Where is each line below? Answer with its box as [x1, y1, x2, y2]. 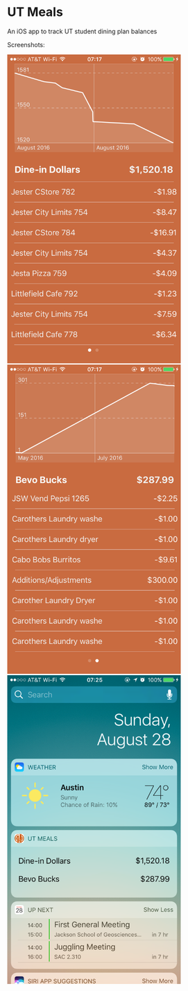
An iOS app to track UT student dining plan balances [7, 27, 157, 35]
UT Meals [7, 4, 64, 20]
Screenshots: [7, 40, 45, 49]
